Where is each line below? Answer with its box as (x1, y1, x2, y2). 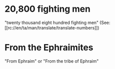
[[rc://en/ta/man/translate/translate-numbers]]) (4, 24, 100, 30)
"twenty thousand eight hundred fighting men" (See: (4, 20, 111, 25)
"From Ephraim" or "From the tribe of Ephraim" (4, 58, 99, 64)
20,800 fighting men (4, 3, 91, 15)
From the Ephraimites (4, 42, 93, 53)
